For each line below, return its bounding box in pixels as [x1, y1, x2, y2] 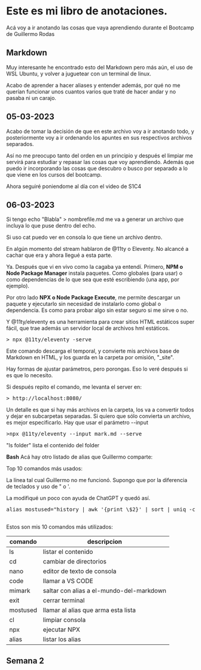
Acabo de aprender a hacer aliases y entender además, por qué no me [6, 81, 181, 89]
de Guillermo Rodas [6, 30, 55, 37]
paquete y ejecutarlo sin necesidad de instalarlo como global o [6, 301, 162, 308]
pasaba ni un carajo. [6, 94, 57, 101]
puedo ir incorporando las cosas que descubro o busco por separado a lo [6, 165, 188, 172]
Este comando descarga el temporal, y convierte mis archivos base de [6, 347, 179, 354]
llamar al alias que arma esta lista [42, 606, 136, 614]
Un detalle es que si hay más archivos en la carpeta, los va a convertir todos [6, 406, 194, 414]
